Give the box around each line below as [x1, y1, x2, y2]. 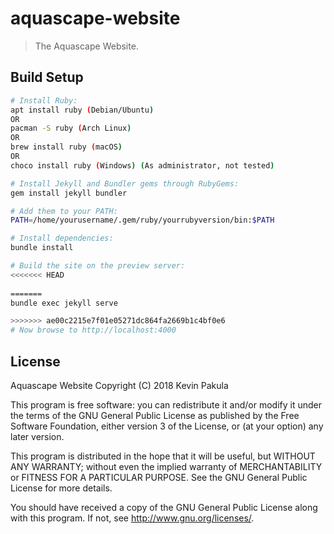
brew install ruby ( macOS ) [10, 142, 123, 152]
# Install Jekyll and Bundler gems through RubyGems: [10, 178, 240, 189]
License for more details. [10, 482, 113, 494]
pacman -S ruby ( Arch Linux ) [10, 123, 132, 134]
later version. [10, 430, 65, 442]
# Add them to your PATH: [10, 206, 118, 216]
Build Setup [10, 69, 84, 86]
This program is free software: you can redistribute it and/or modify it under [10, 398, 322, 411]
